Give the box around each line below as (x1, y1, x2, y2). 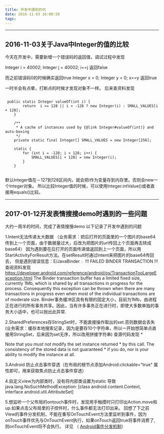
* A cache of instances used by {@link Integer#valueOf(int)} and (16, 125, 154, 130)
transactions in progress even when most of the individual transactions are (5, 291, 155, 297)
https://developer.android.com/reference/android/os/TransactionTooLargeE (5, 270, 157, 275)
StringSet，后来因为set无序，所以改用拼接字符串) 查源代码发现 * (13, 331, 143, 337)
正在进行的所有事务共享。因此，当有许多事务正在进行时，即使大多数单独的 (5, 303, 155, 308)
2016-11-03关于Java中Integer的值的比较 (5, 40, 129, 48)
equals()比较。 (13, 189, 43, 195)
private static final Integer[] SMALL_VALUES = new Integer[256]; (14, 138, 152, 143)
